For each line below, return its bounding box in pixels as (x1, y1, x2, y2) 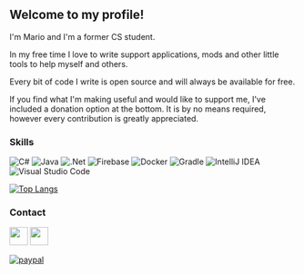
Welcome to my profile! (9, 7, 145, 23)
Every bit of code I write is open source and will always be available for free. (9, 76, 296, 87)
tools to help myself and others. (9, 58, 128, 69)
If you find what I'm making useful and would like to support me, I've (9, 93, 267, 104)
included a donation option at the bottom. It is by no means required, (9, 103, 267, 114)
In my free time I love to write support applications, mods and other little (9, 49, 279, 60)
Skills (9, 135, 35, 148)
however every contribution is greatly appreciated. (9, 113, 198, 123)
